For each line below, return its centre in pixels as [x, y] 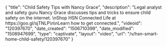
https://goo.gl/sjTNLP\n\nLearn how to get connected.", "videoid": [74, 23]
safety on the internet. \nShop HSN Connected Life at [61, 18]
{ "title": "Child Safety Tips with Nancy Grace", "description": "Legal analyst [83, 7]
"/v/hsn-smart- [143, 34]
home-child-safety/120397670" [38, 39]
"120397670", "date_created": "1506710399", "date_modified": [70, 28]
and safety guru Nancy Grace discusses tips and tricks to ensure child [78, 12]
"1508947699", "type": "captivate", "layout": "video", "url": [66, 34]
